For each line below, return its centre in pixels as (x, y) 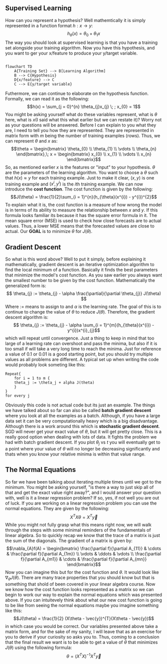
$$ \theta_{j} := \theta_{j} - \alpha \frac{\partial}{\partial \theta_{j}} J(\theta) (84, 293)
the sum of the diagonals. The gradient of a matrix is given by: (69, 541)
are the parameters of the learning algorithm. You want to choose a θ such (82, 172)
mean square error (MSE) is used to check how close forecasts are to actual (83, 221)
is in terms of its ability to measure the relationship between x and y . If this (82, 210)
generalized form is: (26, 286)
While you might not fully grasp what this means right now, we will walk (79, 525)
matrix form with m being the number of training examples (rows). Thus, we (83, 135)
